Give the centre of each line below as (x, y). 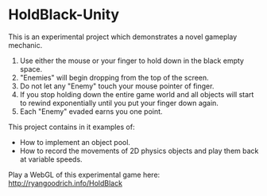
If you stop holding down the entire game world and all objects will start (137, 94)
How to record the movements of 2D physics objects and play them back (139, 151)
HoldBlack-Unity (64, 15)
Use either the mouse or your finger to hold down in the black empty (132, 61)
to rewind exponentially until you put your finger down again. (119, 103)
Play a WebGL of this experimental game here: (84, 174)
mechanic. (25, 45)
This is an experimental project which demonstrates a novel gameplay (123, 37)
